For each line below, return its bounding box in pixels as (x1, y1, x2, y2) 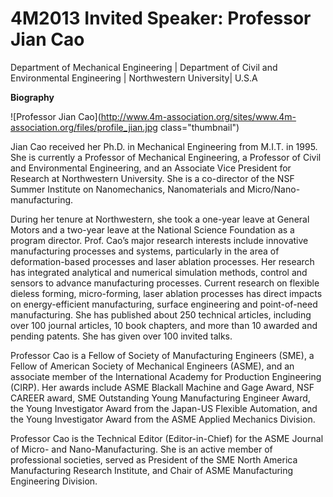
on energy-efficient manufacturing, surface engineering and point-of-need (10, 298, 318, 310)
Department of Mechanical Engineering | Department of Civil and (10, 61, 278, 73)
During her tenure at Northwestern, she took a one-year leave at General (10, 213, 310, 225)
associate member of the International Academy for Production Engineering (10, 370, 322, 382)
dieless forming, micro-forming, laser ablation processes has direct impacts (10, 287, 323, 299)
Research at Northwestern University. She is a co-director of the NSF (10, 172, 295, 184)
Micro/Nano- (247, 183, 301, 195)
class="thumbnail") (159, 121, 240, 133)
